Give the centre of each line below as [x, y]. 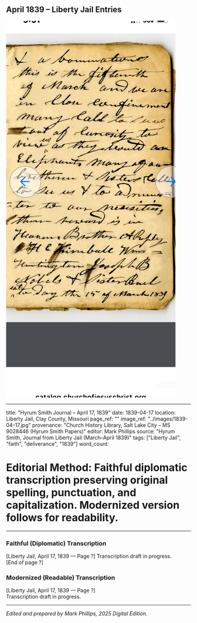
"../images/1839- [168, 419]
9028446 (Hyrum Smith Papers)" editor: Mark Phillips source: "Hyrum [91, 431]
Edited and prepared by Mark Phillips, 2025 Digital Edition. [77, 614]
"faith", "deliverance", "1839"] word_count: [58, 443]
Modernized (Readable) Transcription [61, 578]
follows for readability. [62, 518]
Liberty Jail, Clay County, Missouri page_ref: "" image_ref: [76, 419]
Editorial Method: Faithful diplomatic [97, 468]
